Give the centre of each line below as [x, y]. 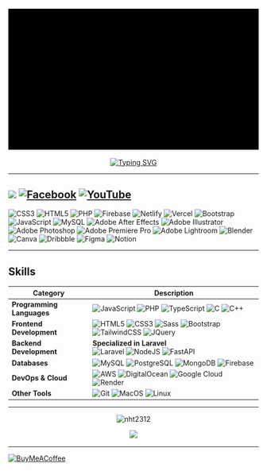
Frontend [27, 324]
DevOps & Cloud [39, 378]
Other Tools [31, 393]
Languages [31, 313]
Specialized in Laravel [130, 343]
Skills [22, 271]
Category [49, 293]
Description [174, 293]
